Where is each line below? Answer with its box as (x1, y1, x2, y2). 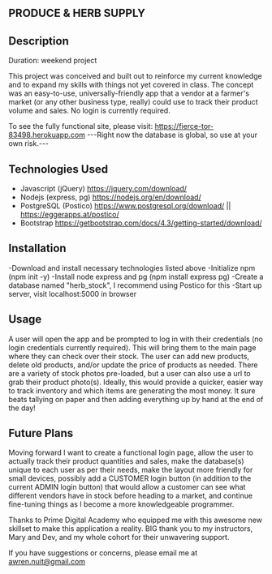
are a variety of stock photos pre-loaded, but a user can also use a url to (8, 368, 252, 378)
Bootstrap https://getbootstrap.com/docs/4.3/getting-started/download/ (19, 218, 262, 228)
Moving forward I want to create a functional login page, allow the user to (8, 448, 254, 457)
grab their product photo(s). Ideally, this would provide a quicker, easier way (8, 377, 264, 387)
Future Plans (8, 426, 74, 440)
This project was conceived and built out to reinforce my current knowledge (8, 71, 262, 81)
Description (8, 34, 69, 48)
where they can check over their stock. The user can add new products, (8, 351, 250, 361)
